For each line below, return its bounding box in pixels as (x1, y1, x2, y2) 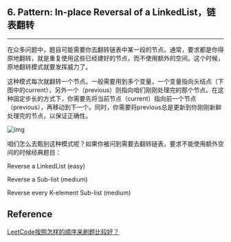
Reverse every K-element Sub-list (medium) (7, 188, 131, 197)
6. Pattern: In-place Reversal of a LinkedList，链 (7, 6, 216, 19)
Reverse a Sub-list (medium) (7, 175, 88, 184)
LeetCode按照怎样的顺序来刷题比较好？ (7, 228, 120, 236)
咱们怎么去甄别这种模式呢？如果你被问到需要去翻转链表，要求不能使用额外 (7, 140, 218, 148)
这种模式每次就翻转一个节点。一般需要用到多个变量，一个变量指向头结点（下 (7, 77, 224, 85)
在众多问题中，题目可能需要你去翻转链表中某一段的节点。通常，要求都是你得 (7, 45, 224, 54)
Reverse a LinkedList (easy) (7, 162, 86, 170)
